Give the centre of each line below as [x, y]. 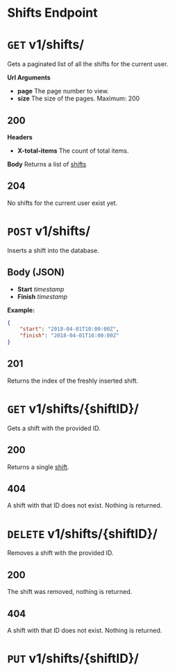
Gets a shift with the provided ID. [54, 428]
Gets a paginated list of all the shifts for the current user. [88, 64]
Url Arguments [29, 77]
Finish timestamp [42, 296]
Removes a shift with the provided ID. [60, 553]
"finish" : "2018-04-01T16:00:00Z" [69, 336]
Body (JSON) [36, 272]
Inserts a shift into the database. [53, 250]
